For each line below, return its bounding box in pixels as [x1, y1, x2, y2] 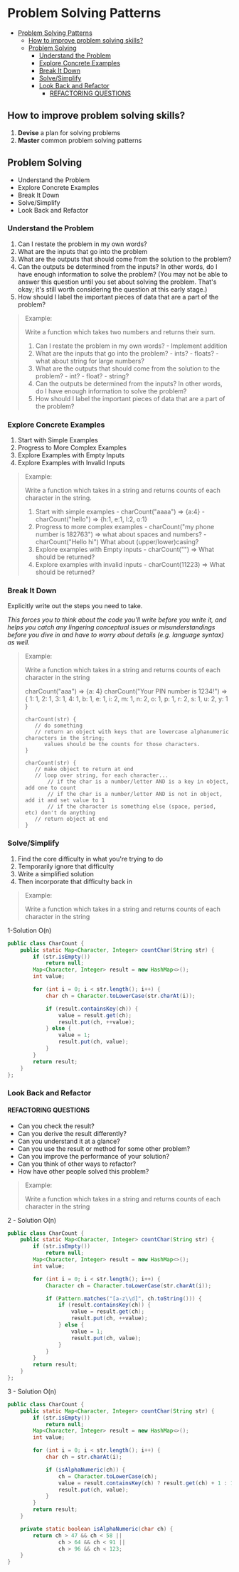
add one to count [24, 785, 77, 792]
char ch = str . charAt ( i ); [45, 1453, 122, 1460]
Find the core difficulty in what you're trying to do [17, 854, 164, 863]
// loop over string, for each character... [34, 772, 169, 780]
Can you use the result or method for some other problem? [17, 1144, 191, 1153]
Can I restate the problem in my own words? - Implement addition [35, 341, 228, 350]
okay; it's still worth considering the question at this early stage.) [17, 285, 208, 293]
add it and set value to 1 [24, 797, 105, 804]
